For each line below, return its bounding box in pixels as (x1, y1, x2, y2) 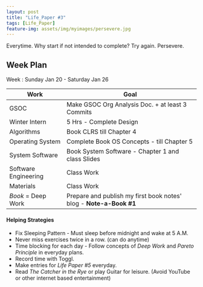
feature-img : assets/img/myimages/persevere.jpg (6, 25, 131, 32)
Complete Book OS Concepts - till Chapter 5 (66, 137, 193, 146)
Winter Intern (9, 118, 47, 126)
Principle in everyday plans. (14, 249, 85, 256)
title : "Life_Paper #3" (6, 15, 66, 21)
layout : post (6, 8, 39, 15)
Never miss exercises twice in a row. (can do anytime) (14, 236, 150, 243)
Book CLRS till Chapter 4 (66, 127, 137, 136)
